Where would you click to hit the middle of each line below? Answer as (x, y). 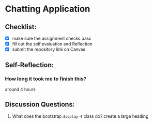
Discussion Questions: (40, 104)
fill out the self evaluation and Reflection (52, 44)
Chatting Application (48, 9)
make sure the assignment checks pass (52, 38)
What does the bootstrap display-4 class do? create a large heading (80, 116)
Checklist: (21, 27)
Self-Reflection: (30, 65)
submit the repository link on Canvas (49, 49)
